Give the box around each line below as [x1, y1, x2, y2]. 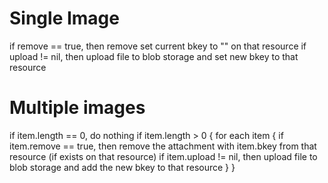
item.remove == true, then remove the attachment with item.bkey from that [9, 140, 317, 152]
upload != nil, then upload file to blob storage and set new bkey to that [9, 50, 299, 62]
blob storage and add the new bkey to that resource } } [9, 161, 236, 173]
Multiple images [9, 97, 146, 119]
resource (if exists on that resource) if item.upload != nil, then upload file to [9, 150, 318, 162]
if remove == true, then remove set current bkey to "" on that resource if [9, 40, 307, 52]
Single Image [9, 7, 120, 30]
